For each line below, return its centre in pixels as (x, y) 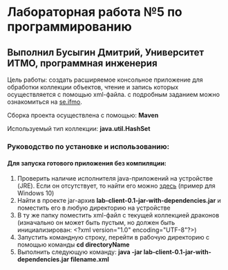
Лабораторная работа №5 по (95, 12)
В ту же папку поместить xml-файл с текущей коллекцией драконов (118, 215)
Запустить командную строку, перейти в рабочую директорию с (113, 237)
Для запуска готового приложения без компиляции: (87, 163)
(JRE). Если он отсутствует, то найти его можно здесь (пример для (116, 186)
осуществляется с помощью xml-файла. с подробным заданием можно (113, 94)
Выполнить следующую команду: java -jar (80, 252)
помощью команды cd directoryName (73, 245)
